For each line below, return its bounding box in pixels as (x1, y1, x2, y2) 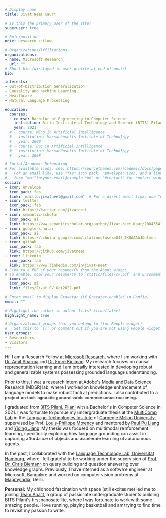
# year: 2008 (9, 153, 41, 158)
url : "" (9, 61, 26, 67)
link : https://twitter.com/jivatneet (9, 208, 87, 213)
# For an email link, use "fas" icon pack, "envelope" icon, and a (5, 171, 152, 176)
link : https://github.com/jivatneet (9, 249, 85, 254)
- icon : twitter (5, 199, 39, 203)
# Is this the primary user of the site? (5, 21, 92, 26)
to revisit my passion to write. (5, 507, 65, 513)
